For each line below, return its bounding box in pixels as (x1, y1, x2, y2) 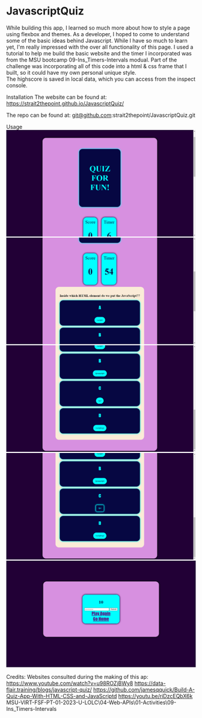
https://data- (134, 679, 167, 687)
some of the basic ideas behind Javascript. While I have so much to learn (6, 37, 188, 44)
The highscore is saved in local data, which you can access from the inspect (6, 75, 196, 83)
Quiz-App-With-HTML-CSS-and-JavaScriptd (6, 692, 117, 699)
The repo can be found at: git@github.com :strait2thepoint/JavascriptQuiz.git (6, 111, 195, 119)
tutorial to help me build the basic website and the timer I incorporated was (6, 49, 192, 57)
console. (6, 81, 28, 89)
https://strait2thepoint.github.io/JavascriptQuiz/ (6, 99, 124, 107)
